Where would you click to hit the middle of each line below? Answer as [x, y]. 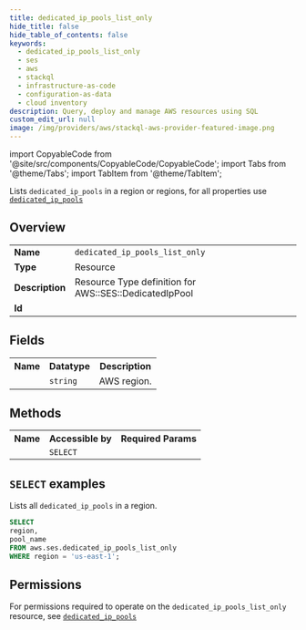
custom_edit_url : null [52, 119]
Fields [27, 341]
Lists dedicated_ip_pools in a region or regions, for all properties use [138, 191]
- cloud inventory [53, 103]
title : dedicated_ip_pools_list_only [81, 18]
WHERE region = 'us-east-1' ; [65, 556]
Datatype [70, 366]
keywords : [28, 43]
